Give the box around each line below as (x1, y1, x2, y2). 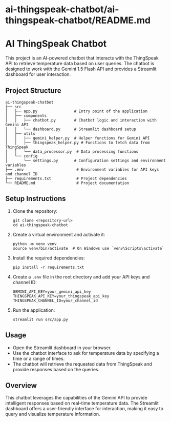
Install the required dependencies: (12, 255, 85, 261)
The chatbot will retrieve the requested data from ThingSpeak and (12, 360, 153, 367)
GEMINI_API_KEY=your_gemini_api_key (12, 289, 91, 294)
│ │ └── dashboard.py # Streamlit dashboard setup (5, 127, 137, 132)
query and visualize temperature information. (5, 411, 100, 417)
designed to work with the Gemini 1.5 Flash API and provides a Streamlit (5, 66, 157, 72)
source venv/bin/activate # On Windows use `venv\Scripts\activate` (12, 246, 165, 251)
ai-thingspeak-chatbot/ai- (5, 4, 119, 15)
